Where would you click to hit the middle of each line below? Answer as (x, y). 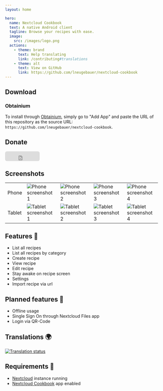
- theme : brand (29, 50)
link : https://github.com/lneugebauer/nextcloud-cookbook (78, 73)
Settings (20, 279)
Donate (16, 142)
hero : (10, 18)
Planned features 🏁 (34, 299)
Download (21, 92)
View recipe (24, 263)
